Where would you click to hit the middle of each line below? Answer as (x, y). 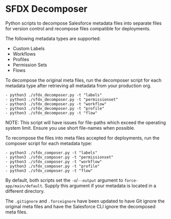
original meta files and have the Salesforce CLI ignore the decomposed (80, 206)
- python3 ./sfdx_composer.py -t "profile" (53, 166)
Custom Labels (29, 48)
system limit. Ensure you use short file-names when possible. (70, 128)
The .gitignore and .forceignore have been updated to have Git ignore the (85, 201)
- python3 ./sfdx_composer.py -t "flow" (49, 171)
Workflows (24, 54)
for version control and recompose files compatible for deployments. (78, 28)
